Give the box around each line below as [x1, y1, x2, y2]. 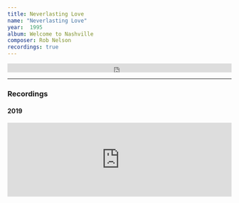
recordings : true [7, 43, 59, 51]
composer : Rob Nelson [7, 37, 72, 44]
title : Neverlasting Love [7, 10, 84, 18]
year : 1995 [7, 24, 43, 31]
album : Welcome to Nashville [7, 30, 94, 38]
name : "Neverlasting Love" [7, 17, 87, 24]
